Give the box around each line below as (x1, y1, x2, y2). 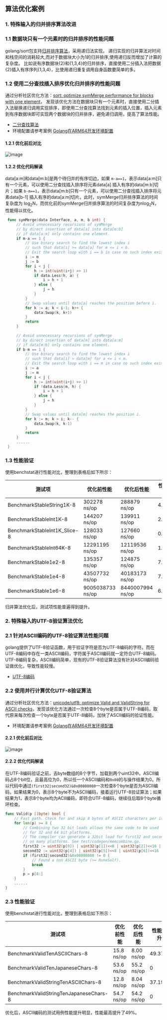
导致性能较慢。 (26, 663, 58, 669)
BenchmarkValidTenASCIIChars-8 (7, 950, 88, 957)
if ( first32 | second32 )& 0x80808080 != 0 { (23, 853, 110, 858)
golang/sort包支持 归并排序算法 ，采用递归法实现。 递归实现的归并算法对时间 (5, 48, 161, 54)
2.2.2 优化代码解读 (5, 758, 44, 764)
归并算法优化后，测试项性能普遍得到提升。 (5, 604, 92, 610)
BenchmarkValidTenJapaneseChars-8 (7, 965, 98, 972)
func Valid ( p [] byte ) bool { (5, 811, 66, 816)
